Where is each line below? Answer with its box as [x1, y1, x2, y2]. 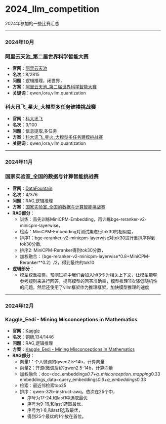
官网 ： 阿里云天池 [12, 65, 47, 71]
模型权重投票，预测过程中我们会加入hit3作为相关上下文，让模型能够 [19, 272, 158, 278]
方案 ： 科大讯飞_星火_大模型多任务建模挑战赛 [12, 134, 103, 140]
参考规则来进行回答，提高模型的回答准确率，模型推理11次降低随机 [19, 278, 153, 284]
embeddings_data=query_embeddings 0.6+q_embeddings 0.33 [19, 377, 146, 382]
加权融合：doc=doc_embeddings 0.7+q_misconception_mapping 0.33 [19, 371, 161, 377]
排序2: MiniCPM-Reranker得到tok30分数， [19, 247, 106, 253]
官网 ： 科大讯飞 [12, 116, 43, 122]
